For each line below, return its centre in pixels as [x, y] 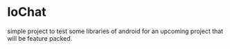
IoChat [27, 12]
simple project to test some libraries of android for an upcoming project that [115, 31]
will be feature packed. [40, 38]
